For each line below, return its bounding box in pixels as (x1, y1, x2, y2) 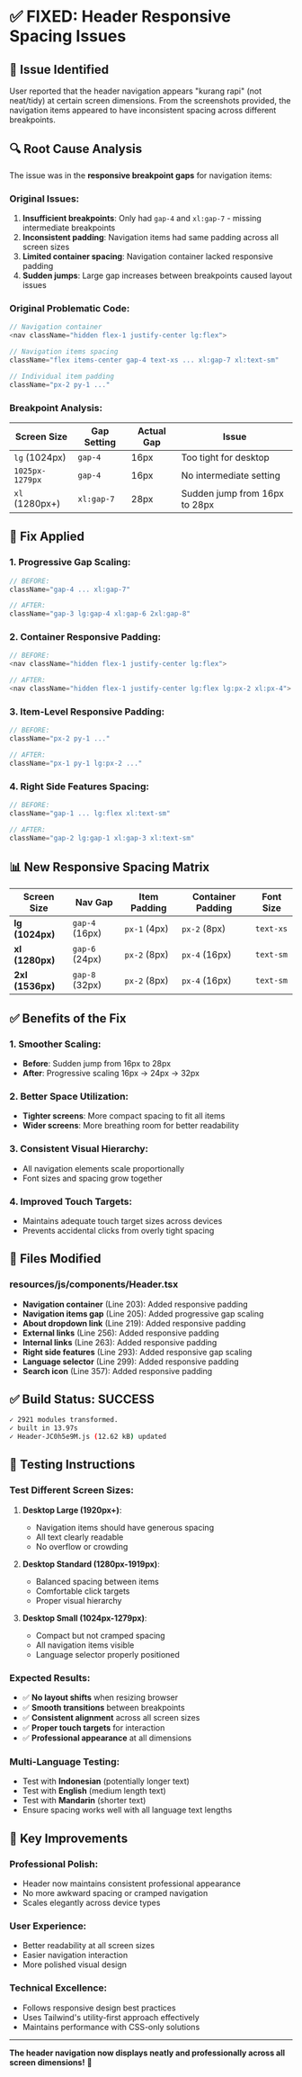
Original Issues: (9, 192, 80, 204)
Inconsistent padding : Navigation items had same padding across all (22, 232, 279, 243)
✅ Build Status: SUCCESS (9, 1392, 155, 1407)
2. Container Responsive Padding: (9, 631, 162, 643)
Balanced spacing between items (35, 1576, 159, 1587)
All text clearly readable (35, 1532, 124, 1542)
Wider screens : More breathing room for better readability (22, 1120, 240, 1131)
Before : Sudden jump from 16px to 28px (22, 1058, 172, 1069)
